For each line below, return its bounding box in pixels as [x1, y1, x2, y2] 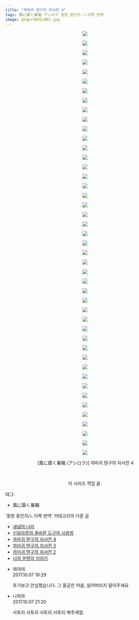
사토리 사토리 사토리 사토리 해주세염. [12, 609, 84, 615]
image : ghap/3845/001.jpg [5, 17, 60, 22]
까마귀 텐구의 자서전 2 [12, 549, 57, 555]
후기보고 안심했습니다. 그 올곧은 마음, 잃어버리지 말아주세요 [12, 582, 129, 589]
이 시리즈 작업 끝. [68, 480, 102, 486]
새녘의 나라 [12, 524, 35, 530]
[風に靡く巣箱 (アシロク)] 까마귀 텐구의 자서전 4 [37, 460, 134, 466]
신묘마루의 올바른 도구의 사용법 [12, 530, 74, 536]
